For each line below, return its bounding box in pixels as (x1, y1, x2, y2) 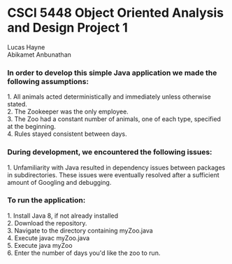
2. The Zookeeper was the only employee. (7, 107, 129, 116)
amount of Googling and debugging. (7, 178, 112, 186)
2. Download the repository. (7, 218, 87, 227)
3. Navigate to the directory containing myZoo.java (7, 226, 154, 235)
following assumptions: (7, 76, 89, 86)
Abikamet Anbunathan (7, 50, 72, 59)
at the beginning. (7, 123, 56, 131)
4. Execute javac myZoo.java (7, 233, 90, 242)
